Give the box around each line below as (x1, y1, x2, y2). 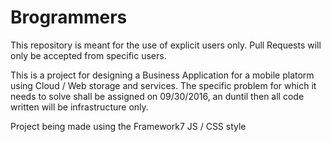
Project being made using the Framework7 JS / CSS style (10, 120, 247, 132)
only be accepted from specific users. (10, 49, 167, 61)
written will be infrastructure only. (10, 101, 149, 113)
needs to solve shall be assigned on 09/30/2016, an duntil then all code (10, 90, 305, 102)
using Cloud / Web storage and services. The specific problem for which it (10, 79, 317, 91)
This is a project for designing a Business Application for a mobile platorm (10, 69, 315, 81)
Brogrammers (10, 6, 128, 29)
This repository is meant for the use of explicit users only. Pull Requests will (10, 39, 322, 51)
